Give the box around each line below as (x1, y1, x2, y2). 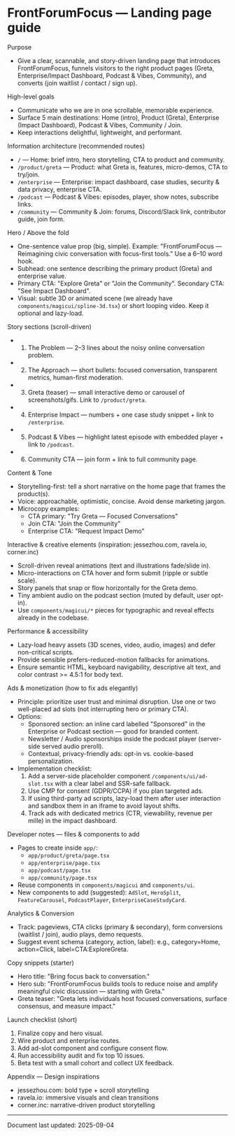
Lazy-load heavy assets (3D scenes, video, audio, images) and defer (17, 640, 216, 649)
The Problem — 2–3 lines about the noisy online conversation (27, 343, 205, 351)
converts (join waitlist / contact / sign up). (17, 78, 138, 87)
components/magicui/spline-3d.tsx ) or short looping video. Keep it (17, 301, 209, 309)
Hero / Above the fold (7, 228, 70, 237)
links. (17, 199, 33, 208)
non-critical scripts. (17, 647, 74, 656)
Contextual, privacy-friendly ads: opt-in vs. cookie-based (27, 749, 194, 757)
